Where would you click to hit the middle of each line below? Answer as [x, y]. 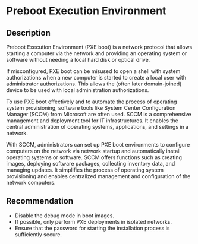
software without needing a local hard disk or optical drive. [78, 60]
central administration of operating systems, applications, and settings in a [98, 127]
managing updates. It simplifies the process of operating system [85, 170]
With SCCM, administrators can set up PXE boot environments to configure [98, 145]
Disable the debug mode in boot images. [65, 216]
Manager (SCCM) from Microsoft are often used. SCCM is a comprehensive [99, 114]
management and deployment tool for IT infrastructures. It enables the [92, 121]
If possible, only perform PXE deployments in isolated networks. [93, 221]
